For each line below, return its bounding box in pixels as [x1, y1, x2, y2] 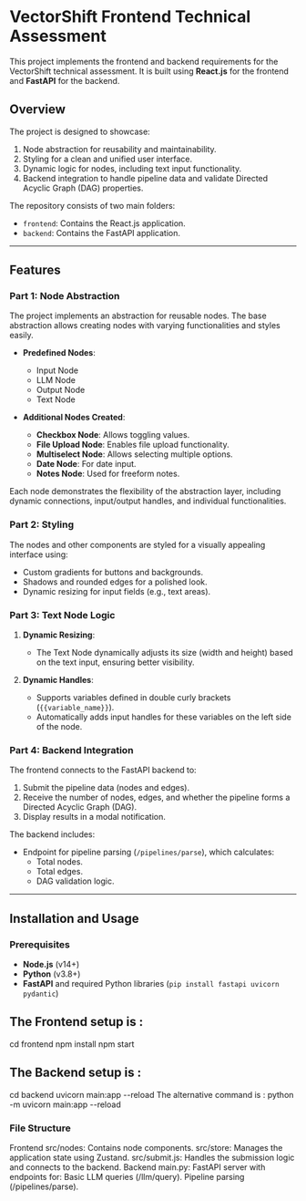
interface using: [9, 549, 68, 560]
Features [9, 263, 61, 278]
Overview [9, 102, 66, 118]
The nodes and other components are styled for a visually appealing [9, 539, 266, 550]
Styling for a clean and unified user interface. [22, 153, 193, 164]
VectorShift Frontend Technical [9, 6, 251, 27]
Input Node [36, 365, 79, 376]
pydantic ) [22, 988, 59, 999]
